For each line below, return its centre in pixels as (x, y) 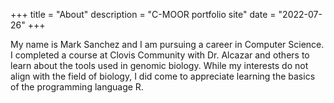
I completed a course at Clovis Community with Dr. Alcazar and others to (160, 55)
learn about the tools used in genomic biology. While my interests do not (159, 65)
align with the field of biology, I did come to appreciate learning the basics (163, 76)
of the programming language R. (77, 87)
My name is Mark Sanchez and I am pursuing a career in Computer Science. (167, 44)
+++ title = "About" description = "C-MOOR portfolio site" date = (143, 14)
